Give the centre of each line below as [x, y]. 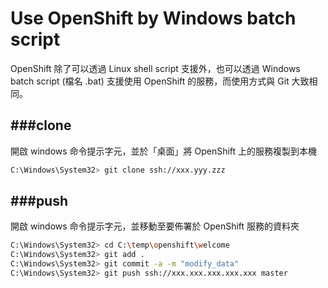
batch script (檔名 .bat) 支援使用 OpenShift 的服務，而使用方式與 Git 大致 [160, 81]
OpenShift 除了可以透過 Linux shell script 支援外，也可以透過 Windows [155, 68]
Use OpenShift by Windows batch [153, 18]
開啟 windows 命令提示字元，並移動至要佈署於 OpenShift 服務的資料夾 [155, 226]
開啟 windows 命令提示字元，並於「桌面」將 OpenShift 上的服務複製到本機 [164, 151]
